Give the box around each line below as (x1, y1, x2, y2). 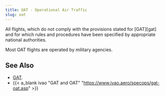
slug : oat (5, 12, 26, 17)
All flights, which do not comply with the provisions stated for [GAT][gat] (5, 26, 156, 32)
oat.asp (12, 85, 29, 91)
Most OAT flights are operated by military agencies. (5, 46, 113, 53)
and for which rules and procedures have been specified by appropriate (5, 31, 156, 37)
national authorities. (5, 36, 47, 43)
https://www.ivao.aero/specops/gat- (83, 80, 160, 86)
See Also (5, 61, 34, 70)
